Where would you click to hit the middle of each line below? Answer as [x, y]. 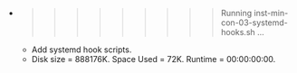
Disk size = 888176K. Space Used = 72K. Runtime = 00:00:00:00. [153, 59]
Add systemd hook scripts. [81, 50]
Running [236, 13]
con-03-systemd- [254, 23]
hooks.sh [238, 32]
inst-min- [271, 13]
